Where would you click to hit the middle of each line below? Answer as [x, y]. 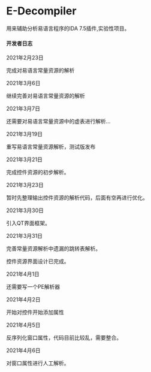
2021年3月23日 [25, 185]
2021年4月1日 [23, 274]
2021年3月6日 [23, 83]
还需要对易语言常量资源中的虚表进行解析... [58, 122]
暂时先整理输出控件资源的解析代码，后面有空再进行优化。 [77, 198]
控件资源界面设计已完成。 [38, 261]
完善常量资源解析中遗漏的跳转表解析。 [53, 249]
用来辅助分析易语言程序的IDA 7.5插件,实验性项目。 [68, 28]
